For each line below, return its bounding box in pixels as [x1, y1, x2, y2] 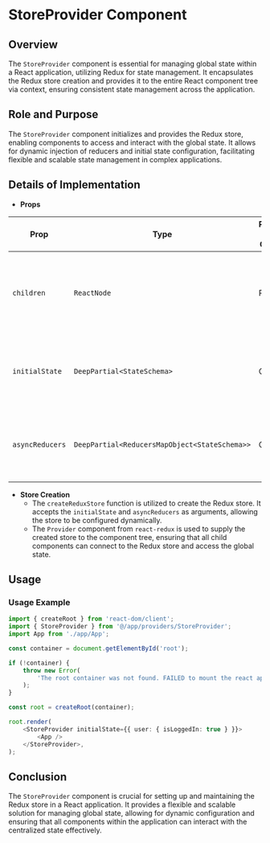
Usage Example [8, 596, 71, 608]
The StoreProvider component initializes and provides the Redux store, [8, 129, 243, 138]
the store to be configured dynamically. [31, 515, 162, 525]
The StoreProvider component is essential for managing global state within [8, 59, 257, 68]
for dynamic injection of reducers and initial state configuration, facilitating [8, 146, 256, 156]
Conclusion [8, 770, 67, 784]
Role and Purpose [8, 108, 99, 121]
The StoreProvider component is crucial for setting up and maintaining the [8, 792, 255, 801]
